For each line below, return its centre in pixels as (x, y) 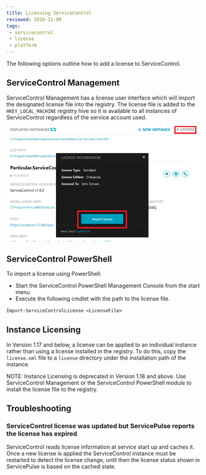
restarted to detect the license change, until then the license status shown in (103, 460)
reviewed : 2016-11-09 (34, 19)
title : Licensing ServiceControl (49, 13)
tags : (13, 26)
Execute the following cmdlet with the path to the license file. (93, 299)
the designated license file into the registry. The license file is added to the (101, 104)
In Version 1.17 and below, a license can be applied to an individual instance (101, 345)
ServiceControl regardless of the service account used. (77, 117)
